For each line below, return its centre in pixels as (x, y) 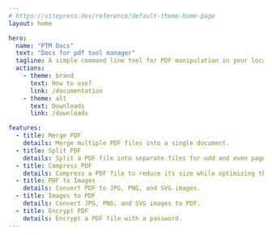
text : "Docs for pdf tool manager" (76, 53)
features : (25, 128)
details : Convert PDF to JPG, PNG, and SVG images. (112, 188)
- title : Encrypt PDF (52, 211)
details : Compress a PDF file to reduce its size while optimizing (139, 173)
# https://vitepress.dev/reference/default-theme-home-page (112, 16)
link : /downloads (59, 113)
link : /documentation (66, 91)
